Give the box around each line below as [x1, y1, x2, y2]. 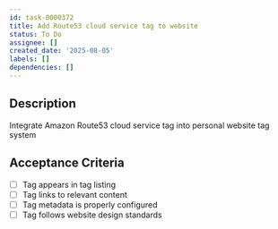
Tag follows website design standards [22, 209, 163, 220]
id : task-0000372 [9, 13, 74, 22]
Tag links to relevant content [22, 189, 128, 199]
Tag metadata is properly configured [22, 199, 159, 210]
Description [9, 96, 76, 112]
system [9, 129, 37, 140]
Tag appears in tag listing [22, 179, 117, 190]
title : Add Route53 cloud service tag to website [9, 21, 199, 30]
